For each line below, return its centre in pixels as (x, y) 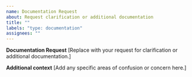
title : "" (18, 22)
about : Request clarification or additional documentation (80, 17)
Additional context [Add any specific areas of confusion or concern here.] (96, 68)
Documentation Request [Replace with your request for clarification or (92, 50)
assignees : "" (23, 34)
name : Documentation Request (42, 11)
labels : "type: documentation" (44, 28)
